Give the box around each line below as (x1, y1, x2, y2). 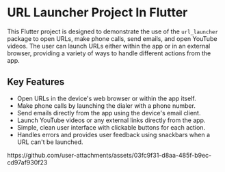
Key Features (7, 76, 65, 88)
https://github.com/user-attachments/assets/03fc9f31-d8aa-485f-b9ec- (7, 151, 212, 159)
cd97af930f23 (7, 158, 48, 167)
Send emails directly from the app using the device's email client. (16, 109, 201, 117)
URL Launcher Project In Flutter (7, 5, 188, 20)
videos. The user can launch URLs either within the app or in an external (7, 42, 211, 50)
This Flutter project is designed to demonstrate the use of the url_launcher (7, 27, 219, 35)
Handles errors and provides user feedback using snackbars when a (16, 130, 211, 139)
